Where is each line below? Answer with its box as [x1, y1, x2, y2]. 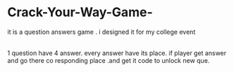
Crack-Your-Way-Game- [7, 4, 153, 20]
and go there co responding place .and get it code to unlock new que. [7, 56, 210, 64]
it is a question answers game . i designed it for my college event [7, 28, 196, 36]
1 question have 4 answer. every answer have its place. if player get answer [7, 49, 227, 57]
